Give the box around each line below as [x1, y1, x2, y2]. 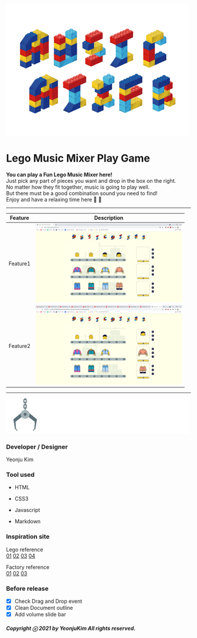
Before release [6, 584, 49, 592]
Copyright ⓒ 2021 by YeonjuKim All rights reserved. [6, 625, 136, 632]
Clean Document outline [14, 604, 73, 611]
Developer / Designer [6, 442, 68, 451]
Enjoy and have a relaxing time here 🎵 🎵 [6, 196, 102, 203]
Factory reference [6, 564, 50, 571]
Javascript [14, 507, 40, 514]
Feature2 [8, 342, 31, 349]
